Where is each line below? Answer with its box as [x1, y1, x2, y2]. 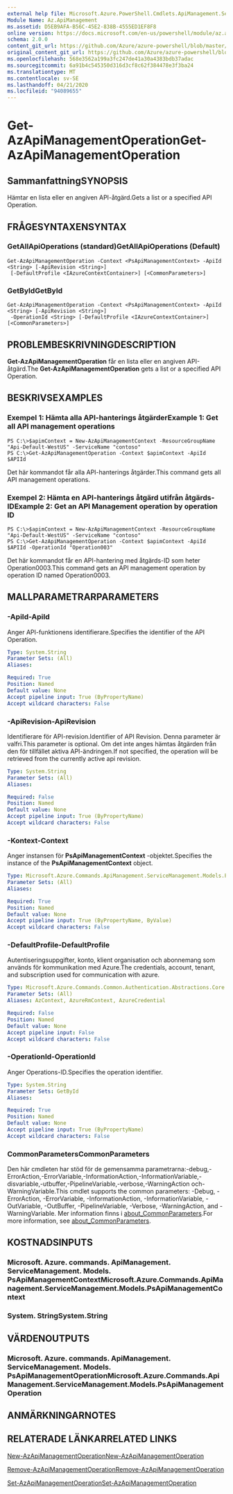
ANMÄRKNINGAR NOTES [7, 1410, 116, 1422]
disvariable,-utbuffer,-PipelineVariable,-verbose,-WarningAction [7, 1180, 190, 1188]
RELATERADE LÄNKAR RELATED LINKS [7, 1433, 178, 1445]
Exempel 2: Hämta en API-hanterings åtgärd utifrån [7, 492, 184, 502]
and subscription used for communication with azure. [7, 971, 160, 979]
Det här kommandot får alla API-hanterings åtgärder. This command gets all [7, 467, 221, 476]
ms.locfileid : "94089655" [7, 88, 82, 95]
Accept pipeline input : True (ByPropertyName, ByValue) [7, 917, 172, 924]
